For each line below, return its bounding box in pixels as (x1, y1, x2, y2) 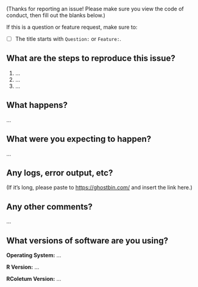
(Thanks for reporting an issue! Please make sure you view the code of (6, 5, 184, 12)
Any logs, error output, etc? (6, 168, 113, 178)
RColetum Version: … (6, 275, 62, 282)
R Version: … (6, 263, 40, 271)
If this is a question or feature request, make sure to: (6, 24, 138, 30)
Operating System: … (6, 251, 62, 258)
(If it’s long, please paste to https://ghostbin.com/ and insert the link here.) (6, 184, 193, 191)
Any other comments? (6, 201, 93, 212)
